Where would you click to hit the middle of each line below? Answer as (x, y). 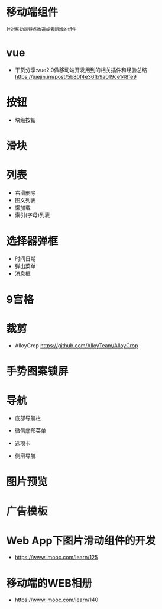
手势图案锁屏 (38, 371)
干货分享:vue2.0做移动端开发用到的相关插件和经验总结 (81, 70)
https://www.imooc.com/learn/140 (56, 600)
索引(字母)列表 (32, 215)
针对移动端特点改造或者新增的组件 (41, 29)
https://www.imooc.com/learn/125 (56, 558)
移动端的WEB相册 (49, 583)
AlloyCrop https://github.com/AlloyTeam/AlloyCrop (76, 346)
